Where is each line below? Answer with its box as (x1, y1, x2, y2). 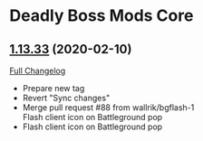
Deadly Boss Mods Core (9, 5, 194, 26)
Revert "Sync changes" (22, 92, 111, 103)
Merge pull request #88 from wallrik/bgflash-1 (22, 102, 195, 113)
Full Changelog (9, 65, 66, 76)
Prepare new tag (22, 83, 85, 93)
